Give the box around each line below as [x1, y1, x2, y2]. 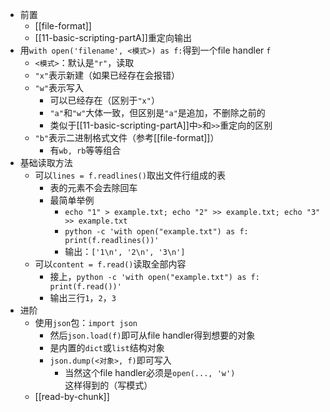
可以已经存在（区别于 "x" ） [49, 94, 160, 106]
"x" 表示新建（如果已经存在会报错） [34, 69, 181, 81]
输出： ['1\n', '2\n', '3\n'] [64, 246, 186, 257]
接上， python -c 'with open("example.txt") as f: [49, 271, 260, 282]
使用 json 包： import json [34, 317, 138, 328]
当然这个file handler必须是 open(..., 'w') [64, 367, 236, 378]
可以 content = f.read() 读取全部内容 [34, 258, 187, 270]
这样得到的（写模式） [64, 379, 153, 391]
